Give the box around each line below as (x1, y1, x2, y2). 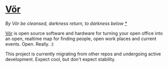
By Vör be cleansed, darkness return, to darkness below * (5, 20, 127, 26)
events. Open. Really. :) (5, 41, 54, 47)
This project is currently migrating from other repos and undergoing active (5, 51, 161, 57)
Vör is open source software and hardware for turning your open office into (5, 30, 163, 36)
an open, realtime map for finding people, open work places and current (5, 36, 157, 42)
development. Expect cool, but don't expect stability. (5, 56, 116, 62)
